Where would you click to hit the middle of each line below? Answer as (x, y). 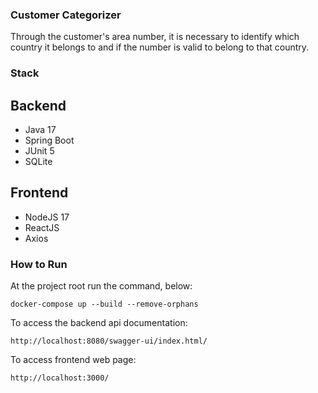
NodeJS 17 (47, 217)
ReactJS (42, 227)
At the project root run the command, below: (101, 286)
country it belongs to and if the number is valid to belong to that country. (160, 47)
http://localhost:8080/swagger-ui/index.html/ (109, 341)
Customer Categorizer (66, 15)
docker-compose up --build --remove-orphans (104, 304)
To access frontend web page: (73, 360)
